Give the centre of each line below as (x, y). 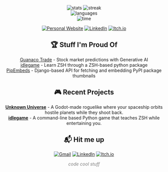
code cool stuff (84, 164)
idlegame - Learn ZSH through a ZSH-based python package (84, 65)
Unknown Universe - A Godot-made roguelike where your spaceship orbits (84, 107)
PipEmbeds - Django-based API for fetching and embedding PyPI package (84, 70)
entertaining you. (84, 123)
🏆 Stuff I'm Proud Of (84, 45)
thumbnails (84, 75)
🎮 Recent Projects (84, 92)
